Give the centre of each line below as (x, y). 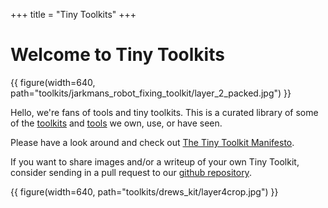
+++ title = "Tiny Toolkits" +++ (73, 14)
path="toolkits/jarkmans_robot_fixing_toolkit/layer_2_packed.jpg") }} (151, 93)
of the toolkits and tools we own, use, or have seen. (116, 123)
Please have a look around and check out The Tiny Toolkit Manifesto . (152, 142)
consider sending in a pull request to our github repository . (131, 172)
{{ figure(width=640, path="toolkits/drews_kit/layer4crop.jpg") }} (144, 191)
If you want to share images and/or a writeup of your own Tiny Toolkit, (155, 161)
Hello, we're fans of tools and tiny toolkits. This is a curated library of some (164, 112)
